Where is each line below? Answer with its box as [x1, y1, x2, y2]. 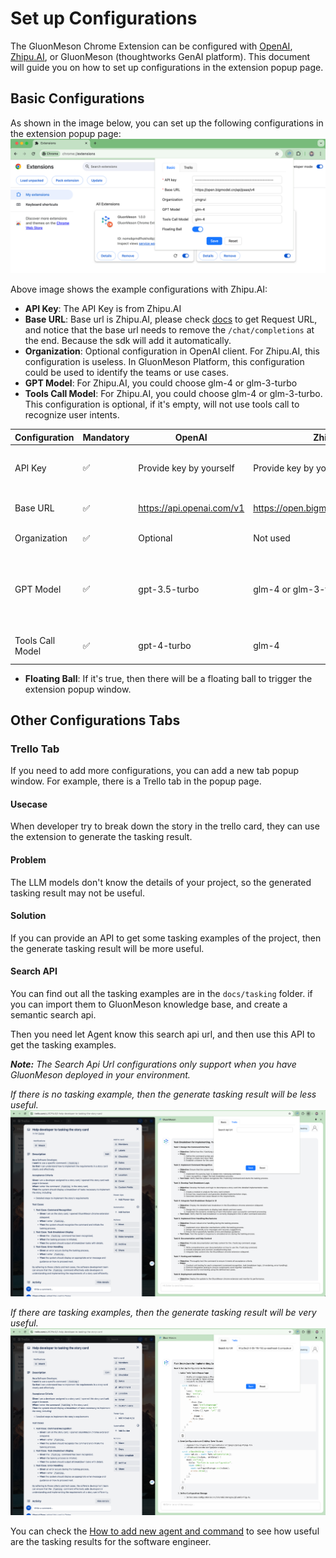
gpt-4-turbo [138, 640, 192, 652]
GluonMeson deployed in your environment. [10, 1069, 191, 1081]
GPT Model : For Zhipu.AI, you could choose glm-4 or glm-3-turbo [24, 377, 298, 389]
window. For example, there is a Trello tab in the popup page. [10, 775, 262, 787]
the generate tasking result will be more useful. [10, 942, 205, 954]
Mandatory [82, 431, 130, 443]
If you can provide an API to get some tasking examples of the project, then [10, 932, 322, 944]
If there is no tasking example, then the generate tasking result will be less [10, 1088, 317, 1101]
